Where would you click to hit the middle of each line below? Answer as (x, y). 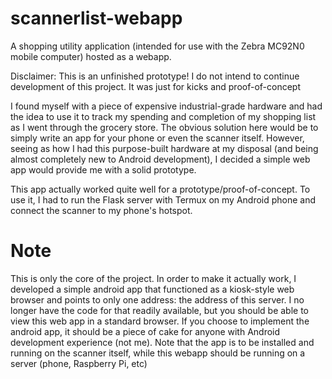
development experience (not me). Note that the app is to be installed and (162, 342)
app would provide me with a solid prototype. (103, 169)
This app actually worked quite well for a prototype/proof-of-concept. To (160, 189)
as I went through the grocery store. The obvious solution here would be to (164, 127)
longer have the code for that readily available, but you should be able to (160, 310)
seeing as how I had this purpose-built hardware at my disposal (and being (164, 148)
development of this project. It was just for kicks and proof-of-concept (156, 86)
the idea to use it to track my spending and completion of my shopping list (163, 116)
